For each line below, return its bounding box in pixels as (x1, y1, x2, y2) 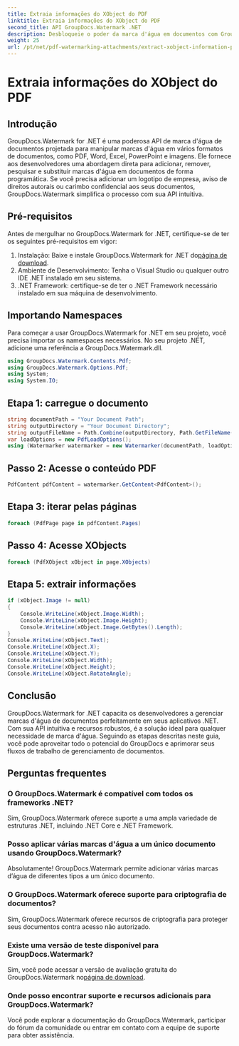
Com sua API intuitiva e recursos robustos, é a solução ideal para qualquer (7, 723, 226, 732)
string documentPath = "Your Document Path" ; (7, 415, 144, 423)
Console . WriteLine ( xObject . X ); (7, 644, 100, 651)
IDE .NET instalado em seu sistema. (17, 273, 122, 282)
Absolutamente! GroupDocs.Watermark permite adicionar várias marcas (7, 864, 218, 873)
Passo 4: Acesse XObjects (7, 539, 127, 552)
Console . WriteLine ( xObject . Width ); (7, 657, 113, 664)
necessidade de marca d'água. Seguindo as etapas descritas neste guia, (7, 731, 221, 740)
